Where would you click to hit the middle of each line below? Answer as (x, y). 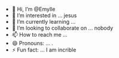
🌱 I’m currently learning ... (44, 22)
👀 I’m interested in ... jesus (44, 15)
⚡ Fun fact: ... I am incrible (44, 50)
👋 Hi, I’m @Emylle (33, 9)
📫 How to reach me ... (39, 35)
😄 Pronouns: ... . (33, 43)
